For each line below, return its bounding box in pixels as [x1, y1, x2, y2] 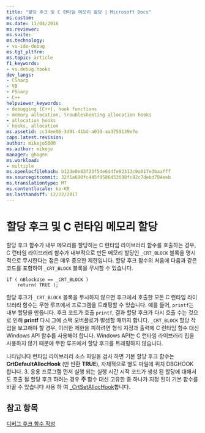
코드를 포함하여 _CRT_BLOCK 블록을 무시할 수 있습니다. [6, 264, 133, 272]
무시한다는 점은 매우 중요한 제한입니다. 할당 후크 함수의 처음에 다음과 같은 [22, 256, 198, 264]
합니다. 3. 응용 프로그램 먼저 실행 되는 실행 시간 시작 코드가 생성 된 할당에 [6, 367, 181, 375]
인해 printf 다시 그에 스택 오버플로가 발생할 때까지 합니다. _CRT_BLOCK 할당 [12, 316, 190, 324]
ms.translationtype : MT [6, 180, 67, 186]
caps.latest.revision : [6, 134, 64, 141]
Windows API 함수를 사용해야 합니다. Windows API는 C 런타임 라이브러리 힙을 [6, 332, 195, 339]
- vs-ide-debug [6, 44, 45, 50]
